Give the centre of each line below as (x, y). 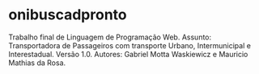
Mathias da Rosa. (37, 63)
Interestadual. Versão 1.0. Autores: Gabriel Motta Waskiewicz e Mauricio (128, 54)
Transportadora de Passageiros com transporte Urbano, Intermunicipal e (129, 45)
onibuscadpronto (68, 15)
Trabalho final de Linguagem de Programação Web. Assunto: (110, 37)
